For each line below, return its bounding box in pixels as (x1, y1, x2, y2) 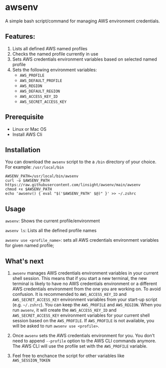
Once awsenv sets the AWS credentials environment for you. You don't (12, 333, 155, 338)
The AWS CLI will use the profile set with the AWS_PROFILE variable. (12, 343, 148, 349)
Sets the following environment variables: (12, 67, 97, 73)
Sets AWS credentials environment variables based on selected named (12, 56, 157, 62)
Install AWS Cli (12, 131, 43, 137)
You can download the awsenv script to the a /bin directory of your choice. (5, 159, 157, 165)
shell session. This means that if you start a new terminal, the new (12, 276, 147, 281)
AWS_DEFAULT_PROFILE (19, 78, 62, 83)
